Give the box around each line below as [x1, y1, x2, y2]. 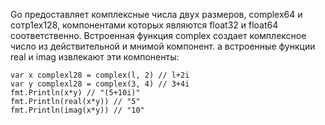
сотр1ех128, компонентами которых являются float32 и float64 [10, 19, 279, 31]
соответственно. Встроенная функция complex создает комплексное [10, 30, 307, 41]
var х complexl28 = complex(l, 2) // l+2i [10, 70, 190, 80]
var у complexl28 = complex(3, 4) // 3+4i [10, 79, 190, 89]
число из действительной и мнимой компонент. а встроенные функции [10, 40, 316, 52]
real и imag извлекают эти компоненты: [10, 51, 180, 63]
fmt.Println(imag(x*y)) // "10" [10, 105, 145, 115]
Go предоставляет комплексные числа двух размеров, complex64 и [10, 9, 303, 20]
